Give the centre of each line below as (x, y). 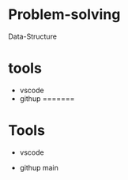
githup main (39, 167)
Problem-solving (64, 15)
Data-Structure (33, 36)
